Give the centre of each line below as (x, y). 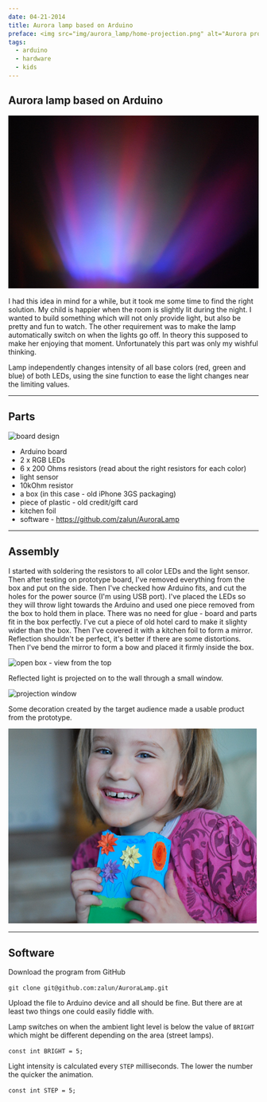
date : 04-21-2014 (37, 17)
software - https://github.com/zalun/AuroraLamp (100, 519)
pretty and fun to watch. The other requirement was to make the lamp (122, 326)
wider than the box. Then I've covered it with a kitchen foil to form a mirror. (130, 630)
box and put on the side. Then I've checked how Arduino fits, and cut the (128, 588)
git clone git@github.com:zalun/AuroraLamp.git (89, 988)
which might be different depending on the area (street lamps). (111, 1035)
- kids (26, 68)
